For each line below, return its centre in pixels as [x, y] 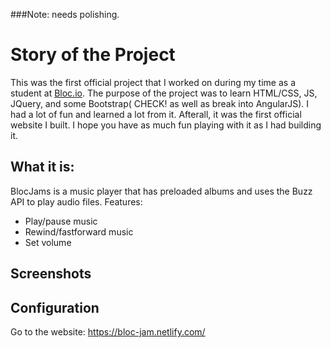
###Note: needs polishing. [65, 14]
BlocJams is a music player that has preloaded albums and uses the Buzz [161, 191]
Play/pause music [61, 221]
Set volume [48, 242]
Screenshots [51, 274]
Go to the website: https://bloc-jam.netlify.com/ [108, 331]
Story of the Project [93, 55]
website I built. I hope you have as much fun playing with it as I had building [166, 125]
